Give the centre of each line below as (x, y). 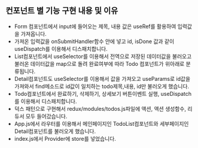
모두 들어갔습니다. (46, 116)
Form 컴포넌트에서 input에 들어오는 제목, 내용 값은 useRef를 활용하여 (95, 26)
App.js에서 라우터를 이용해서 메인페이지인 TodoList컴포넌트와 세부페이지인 (101, 123)
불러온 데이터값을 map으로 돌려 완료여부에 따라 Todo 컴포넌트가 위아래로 (99, 64)
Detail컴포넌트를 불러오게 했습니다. (55, 131)
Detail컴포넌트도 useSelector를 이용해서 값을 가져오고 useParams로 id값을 (102, 78)
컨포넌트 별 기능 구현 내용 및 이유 (62, 11)
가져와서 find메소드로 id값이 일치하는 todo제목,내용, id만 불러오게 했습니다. (102, 86)
